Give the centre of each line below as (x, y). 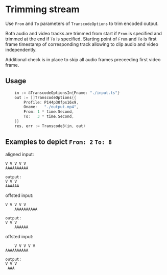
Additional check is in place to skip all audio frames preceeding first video (83, 59)
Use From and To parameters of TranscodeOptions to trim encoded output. (82, 23)
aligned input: (20, 154)
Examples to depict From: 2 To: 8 (59, 142)
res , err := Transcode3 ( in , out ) (50, 126)
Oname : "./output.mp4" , (51, 107)
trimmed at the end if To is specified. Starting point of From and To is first (81, 39)
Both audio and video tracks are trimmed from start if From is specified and (84, 33)
